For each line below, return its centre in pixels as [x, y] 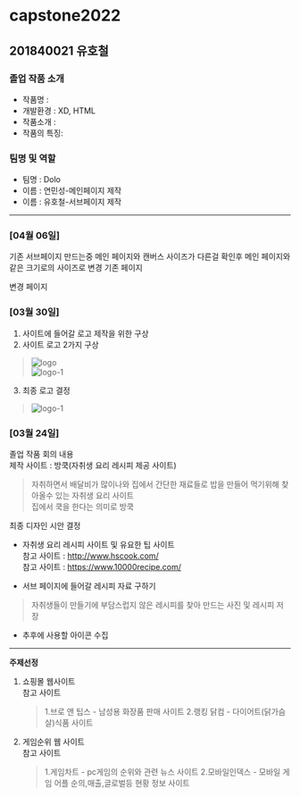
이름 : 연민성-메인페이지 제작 [72, 191]
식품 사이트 [74, 723]
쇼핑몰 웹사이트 [49, 682]
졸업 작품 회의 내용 [42, 454]
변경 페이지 [29, 287]
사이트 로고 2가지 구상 [61, 344]
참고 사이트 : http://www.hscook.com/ [90, 556]
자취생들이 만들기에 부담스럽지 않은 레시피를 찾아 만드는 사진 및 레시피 [153, 605]
